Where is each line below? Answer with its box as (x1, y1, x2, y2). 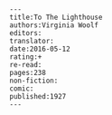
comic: (9, 84, 34, 93)
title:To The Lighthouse (9, 13, 103, 22)
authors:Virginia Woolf (9, 21, 99, 30)
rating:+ (9, 53, 42, 62)
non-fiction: (9, 76, 59, 85)
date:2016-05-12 (9, 44, 70, 53)
